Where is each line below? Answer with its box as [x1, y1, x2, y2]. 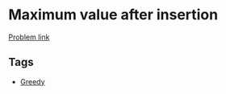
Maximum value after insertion [8, 6, 219, 24]
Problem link [8, 32, 50, 42]
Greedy [19, 76, 46, 86]
